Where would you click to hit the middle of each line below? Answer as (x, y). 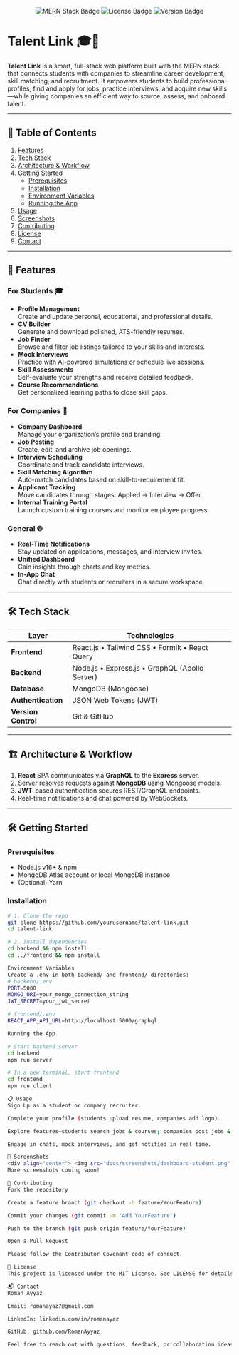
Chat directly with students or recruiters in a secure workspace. (111, 582)
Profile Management (48, 309)
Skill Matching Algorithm (55, 472)
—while (18, 96)
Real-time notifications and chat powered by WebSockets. (103, 798)
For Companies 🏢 (37, 411)
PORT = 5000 (22, 988)
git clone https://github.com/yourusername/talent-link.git (99, 923)
